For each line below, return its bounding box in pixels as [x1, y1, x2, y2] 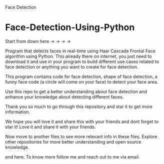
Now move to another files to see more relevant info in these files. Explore [5, 133, 157, 139]
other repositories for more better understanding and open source [5, 138, 141, 144]
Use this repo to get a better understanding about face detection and [5, 88, 147, 94]
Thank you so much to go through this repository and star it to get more [5, 103, 153, 109]
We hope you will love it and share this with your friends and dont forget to [5, 118, 159, 124]
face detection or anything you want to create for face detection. [5, 63, 138, 69]
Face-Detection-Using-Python [5, 22, 135, 33]
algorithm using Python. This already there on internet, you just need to [5, 53, 152, 59]
